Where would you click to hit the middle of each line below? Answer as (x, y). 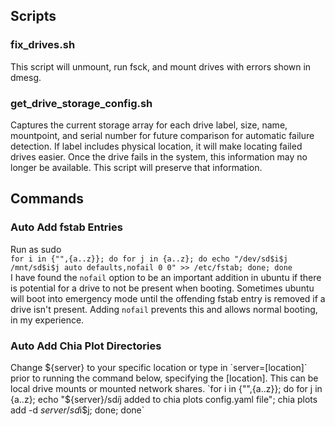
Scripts (33, 16)
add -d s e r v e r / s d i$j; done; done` (77, 410)
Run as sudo (36, 249)
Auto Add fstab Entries (66, 227)
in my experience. (47, 320)
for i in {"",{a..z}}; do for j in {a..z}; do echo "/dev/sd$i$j (149, 259)
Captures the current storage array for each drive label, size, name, (149, 125)
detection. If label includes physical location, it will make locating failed (156, 146)
